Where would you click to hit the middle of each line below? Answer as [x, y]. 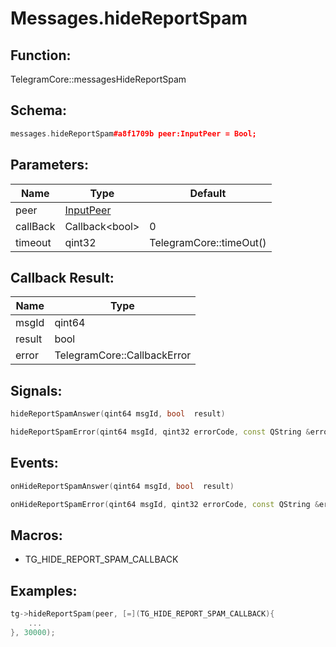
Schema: [39, 110]
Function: [41, 55]
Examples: [44, 590]
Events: [34, 463]
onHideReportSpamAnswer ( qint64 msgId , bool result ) [122, 486]
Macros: [36, 535]
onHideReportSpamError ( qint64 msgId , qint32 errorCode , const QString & [165, 504]
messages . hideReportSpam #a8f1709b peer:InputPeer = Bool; [133, 133]
